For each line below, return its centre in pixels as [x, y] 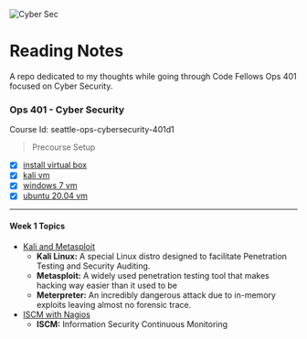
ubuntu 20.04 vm [55, 196]
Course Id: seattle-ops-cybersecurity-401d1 [92, 130]
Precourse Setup [64, 147]
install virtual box [55, 165]
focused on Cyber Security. [61, 86]
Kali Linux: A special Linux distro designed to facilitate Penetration [162, 256]
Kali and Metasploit [59, 246]
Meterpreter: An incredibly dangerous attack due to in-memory [156, 295]
